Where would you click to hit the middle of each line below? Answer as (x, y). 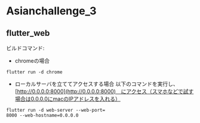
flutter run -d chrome (34, 72)
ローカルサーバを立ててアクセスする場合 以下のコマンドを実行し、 (96, 84)
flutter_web (28, 33)
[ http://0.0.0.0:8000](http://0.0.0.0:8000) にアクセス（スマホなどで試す (104, 91)
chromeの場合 (32, 61)
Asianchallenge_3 (51, 11)
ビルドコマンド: (25, 48)
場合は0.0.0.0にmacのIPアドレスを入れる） (67, 99)
